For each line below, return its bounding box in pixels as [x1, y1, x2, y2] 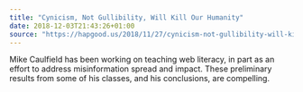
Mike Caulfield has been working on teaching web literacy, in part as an [9, 54, 275, 65]
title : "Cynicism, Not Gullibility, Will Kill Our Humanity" [9, 13, 244, 22]
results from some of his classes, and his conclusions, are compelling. [9, 73, 271, 84]
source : [9, 29, 39, 38]
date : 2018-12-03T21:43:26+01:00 [9, 21, 135, 30]
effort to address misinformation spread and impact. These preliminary [9, 63, 272, 74]
